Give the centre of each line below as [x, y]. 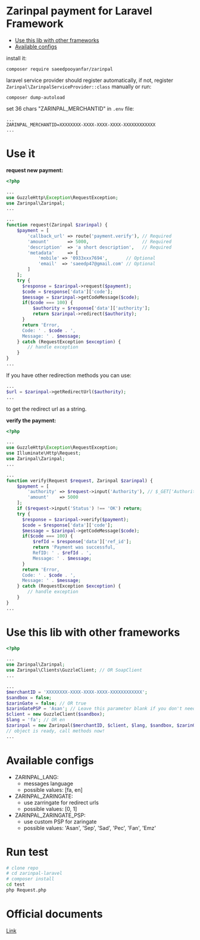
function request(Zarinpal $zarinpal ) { [57, 225]
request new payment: [35, 170]
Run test [27, 852]
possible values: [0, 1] [50, 809]
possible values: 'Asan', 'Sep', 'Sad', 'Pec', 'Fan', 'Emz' [90, 828]
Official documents [54, 914]
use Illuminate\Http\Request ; [44, 453]
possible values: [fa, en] [53, 789]
